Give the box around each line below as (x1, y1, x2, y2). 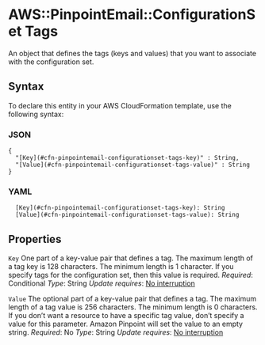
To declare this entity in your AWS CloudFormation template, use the (8, 100, 232, 110)
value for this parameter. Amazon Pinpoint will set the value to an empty (8, 319, 244, 329)
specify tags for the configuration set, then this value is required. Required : (8, 271, 254, 280)
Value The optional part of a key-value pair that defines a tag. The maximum (8, 294, 256, 304)
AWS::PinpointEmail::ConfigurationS (8, 6, 256, 24)
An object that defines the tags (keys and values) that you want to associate (8, 48, 256, 58)
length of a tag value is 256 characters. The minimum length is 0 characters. (8, 302, 258, 312)
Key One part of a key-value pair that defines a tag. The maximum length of (8, 253, 254, 263)
